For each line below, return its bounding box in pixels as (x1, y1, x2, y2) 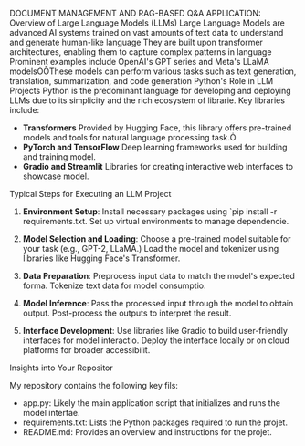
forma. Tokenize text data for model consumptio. (22, 280, 206, 291)
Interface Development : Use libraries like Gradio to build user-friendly (22, 326, 288, 336)
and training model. (22, 151, 96, 162)
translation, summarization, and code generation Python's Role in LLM (9, 76, 274, 86)
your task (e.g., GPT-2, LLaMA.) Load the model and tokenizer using (22, 244, 279, 254)
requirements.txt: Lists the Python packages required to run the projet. (22, 417, 288, 428)
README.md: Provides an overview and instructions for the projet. (22, 427, 272, 437)
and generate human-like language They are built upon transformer (9, 36, 263, 47)
